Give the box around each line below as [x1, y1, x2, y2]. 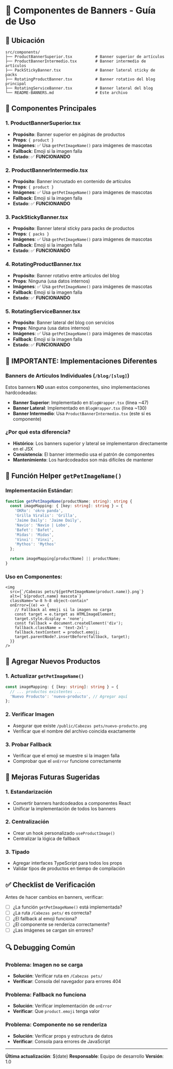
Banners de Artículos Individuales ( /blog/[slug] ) [5, 372, 130, 380]
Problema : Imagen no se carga [5, 961, 83, 968]
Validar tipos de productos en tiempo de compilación [12, 865, 125, 871]
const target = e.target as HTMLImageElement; [14, 612, 116, 617]
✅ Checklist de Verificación [5, 880, 96, 889]
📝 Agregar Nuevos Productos [5, 657, 101, 666]
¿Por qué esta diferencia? [5, 429, 71, 436]
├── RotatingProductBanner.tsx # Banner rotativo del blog [5, 77, 155, 82]
